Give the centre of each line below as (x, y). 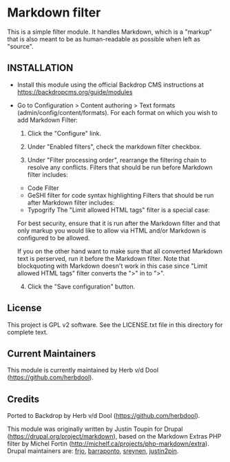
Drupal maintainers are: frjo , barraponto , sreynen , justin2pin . (93, 451)
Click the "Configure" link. (64, 133)
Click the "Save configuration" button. (81, 286)
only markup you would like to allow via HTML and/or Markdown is (112, 230)
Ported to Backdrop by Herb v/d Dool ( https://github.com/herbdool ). (104, 416)
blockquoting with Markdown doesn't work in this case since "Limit (112, 266)
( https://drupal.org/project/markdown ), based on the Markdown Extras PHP (114, 437)
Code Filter (43, 188)
